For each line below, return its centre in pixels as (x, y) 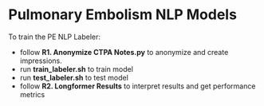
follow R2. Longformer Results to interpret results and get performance (138, 86)
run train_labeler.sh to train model (77, 69)
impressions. (41, 61)
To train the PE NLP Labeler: (55, 37)
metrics (32, 94)
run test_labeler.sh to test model (74, 77)
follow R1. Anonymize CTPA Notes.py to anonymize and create (124, 52)
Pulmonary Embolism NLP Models (123, 15)
